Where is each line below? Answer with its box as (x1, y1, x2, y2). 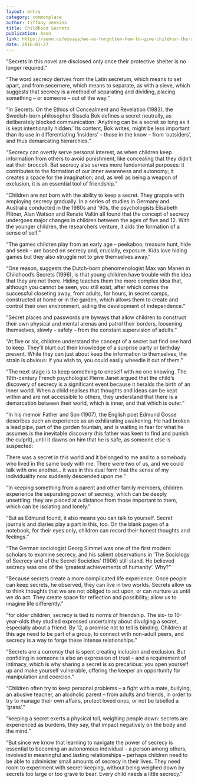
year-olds (6, 618, 29, 625)
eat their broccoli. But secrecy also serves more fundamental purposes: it (6, 161, 184, 168)
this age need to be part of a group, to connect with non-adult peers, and (6, 630, 184, 637)
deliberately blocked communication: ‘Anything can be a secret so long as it (6, 118, 190, 125)
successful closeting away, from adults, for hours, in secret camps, (6, 290, 169, 297)
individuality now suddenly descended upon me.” (6, 472, 126, 479)
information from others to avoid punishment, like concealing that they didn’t (6, 155, 192, 162)
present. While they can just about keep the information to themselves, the (6, 350, 187, 358)
